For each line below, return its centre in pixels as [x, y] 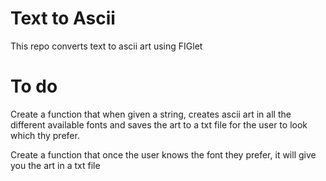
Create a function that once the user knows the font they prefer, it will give [163, 154]
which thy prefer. [45, 135]
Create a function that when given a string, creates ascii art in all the [151, 114]
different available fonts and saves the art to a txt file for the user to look [159, 124]
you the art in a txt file [55, 165]
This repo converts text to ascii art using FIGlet [106, 46]
